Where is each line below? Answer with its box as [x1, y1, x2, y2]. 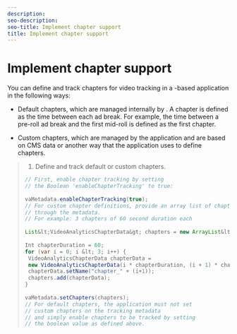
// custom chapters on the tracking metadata [24, 307, 161, 314]
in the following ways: [7, 91, 71, 100]
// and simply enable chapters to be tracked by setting [24, 314, 196, 321]
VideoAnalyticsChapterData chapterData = [28, 255, 152, 262]
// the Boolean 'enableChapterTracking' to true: [24, 183, 174, 190]
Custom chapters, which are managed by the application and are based [17, 133, 226, 142]
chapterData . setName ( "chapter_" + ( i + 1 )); [28, 268, 155, 275]
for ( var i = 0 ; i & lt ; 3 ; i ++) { [24, 248, 127, 255]
